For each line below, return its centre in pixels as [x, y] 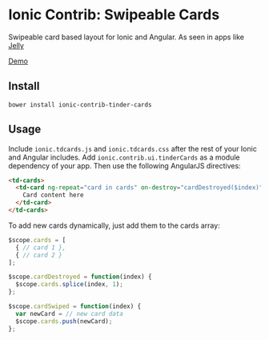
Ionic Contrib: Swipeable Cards [114, 15]
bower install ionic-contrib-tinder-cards [80, 105]
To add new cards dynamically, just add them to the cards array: [114, 225]
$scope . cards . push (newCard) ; [64, 321]
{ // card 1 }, [41, 247]
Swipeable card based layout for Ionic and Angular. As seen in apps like [126, 37]
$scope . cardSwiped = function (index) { [75, 306]
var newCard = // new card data [70, 314]
